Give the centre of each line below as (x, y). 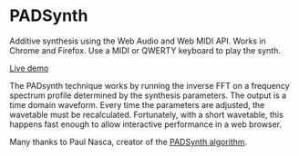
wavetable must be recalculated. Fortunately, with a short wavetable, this (147, 114)
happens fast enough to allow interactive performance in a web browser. (146, 124)
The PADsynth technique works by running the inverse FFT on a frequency (149, 85)
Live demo (29, 68)
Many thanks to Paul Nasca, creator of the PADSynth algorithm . (129, 141)
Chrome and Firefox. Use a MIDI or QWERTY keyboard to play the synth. (145, 50)
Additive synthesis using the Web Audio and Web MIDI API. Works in (138, 41)
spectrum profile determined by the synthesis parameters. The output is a (148, 95)
